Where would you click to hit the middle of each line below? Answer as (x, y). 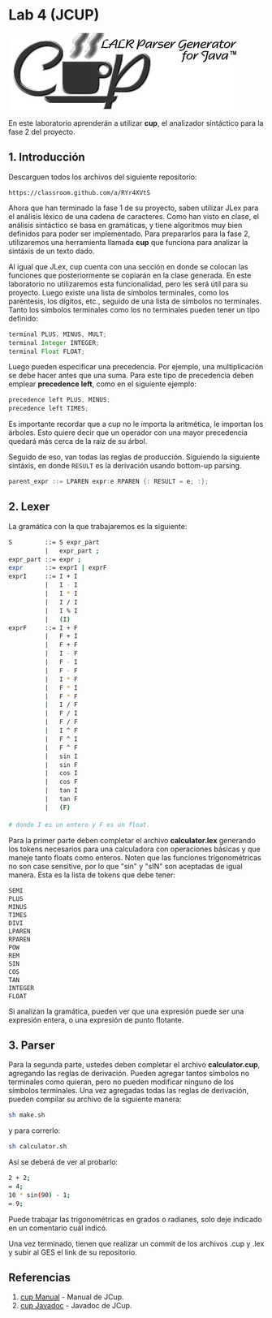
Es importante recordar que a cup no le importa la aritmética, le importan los (136, 424)
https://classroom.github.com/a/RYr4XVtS (80, 192)
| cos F (61, 782)
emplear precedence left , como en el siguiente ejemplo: (103, 384)
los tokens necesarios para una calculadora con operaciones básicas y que (135, 849)
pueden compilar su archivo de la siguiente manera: (95, 1099)
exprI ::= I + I (43, 577)
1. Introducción (47, 157)
